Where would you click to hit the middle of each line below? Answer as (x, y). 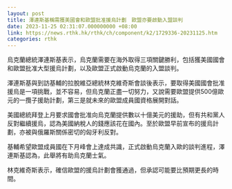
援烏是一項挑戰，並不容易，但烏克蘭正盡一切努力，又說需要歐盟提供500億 (113, 92)
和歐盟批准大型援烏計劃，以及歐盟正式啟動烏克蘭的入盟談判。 (95, 68)
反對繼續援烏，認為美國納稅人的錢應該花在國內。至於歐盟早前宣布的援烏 (110, 123)
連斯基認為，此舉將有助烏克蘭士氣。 (59, 155)
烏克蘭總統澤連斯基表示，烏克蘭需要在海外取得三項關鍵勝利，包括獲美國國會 (116, 60)
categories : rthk (32, 39)
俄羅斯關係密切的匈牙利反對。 (79, 132)
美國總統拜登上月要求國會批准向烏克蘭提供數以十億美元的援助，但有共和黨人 (116, 115)
